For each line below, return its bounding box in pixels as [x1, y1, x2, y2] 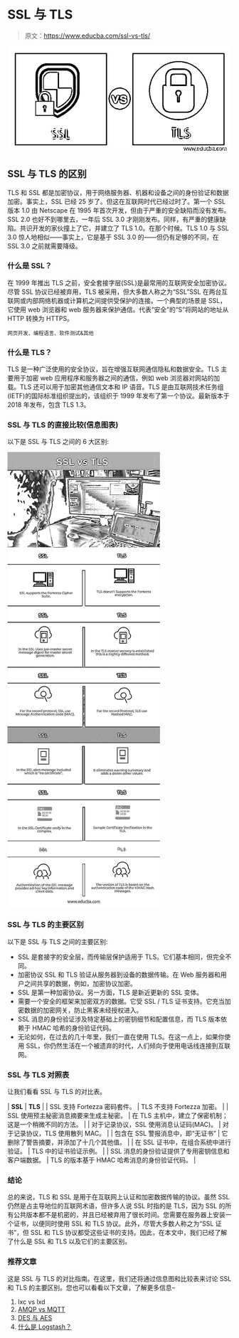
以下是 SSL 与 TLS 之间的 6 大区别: [7, 437, 110, 446]
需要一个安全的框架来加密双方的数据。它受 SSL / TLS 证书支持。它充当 [17, 997, 225, 1005]
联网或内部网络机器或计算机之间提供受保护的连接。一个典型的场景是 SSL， [7, 296, 226, 304]
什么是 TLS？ [7, 347, 53, 357]
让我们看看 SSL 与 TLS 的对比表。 [7, 1088, 107, 1096]
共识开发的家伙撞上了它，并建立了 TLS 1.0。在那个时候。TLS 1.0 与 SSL [19, 223, 229, 232]
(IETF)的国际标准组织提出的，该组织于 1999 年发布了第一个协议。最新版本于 [7, 392, 230, 400]
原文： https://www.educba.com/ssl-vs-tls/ [24, 31, 151, 40]
